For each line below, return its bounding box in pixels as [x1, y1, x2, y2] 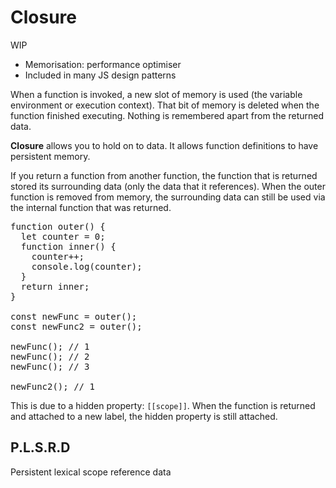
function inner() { [20, 241, 117, 252]
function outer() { [10, 221, 106, 232]
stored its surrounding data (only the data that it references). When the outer [10, 180, 326, 192]
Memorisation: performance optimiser [24, 58, 182, 70]
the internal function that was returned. [10, 201, 172, 213]
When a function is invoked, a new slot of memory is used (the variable [10, 88, 303, 100]
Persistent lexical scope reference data [10, 466, 172, 478]
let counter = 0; [20, 231, 106, 242]
